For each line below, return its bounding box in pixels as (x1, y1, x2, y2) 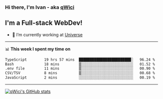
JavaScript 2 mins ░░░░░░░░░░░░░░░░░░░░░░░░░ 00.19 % (5, 75, 155, 80)
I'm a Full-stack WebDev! (5, 19, 82, 27)
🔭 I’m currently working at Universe (12, 32, 83, 37)
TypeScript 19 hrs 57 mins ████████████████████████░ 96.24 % (5, 57, 155, 62)
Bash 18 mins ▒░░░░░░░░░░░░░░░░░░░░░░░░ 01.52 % (5, 62, 155, 66)
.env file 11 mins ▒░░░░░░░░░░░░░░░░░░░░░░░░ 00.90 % (5, 66, 155, 71)
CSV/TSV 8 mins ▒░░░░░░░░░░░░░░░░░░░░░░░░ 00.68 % (5, 71, 155, 76)
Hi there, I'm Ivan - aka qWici (5, 4, 74, 11)
